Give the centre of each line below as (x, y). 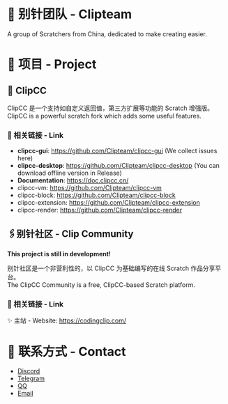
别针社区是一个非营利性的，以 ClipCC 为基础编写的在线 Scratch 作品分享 (111, 268)
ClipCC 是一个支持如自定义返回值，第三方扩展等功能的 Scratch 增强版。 (111, 108)
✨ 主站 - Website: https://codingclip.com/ (67, 320)
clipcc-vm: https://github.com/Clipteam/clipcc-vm (90, 188)
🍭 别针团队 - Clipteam (70, 14)
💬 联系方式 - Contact (67, 351)
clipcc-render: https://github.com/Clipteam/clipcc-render (100, 210)
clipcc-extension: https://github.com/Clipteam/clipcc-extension (108, 203)
